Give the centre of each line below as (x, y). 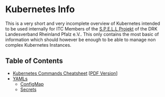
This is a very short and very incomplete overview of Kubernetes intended (83, 23)
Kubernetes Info (40, 9)
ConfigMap (32, 84)
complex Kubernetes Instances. (38, 45)
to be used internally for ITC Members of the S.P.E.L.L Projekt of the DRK (81, 28)
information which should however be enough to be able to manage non (80, 40)
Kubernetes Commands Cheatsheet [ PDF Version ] (65, 73)
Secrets (28, 89)
